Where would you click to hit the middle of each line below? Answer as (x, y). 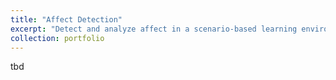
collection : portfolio (57, 38)
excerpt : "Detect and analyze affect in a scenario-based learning (154, 29)
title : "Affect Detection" (66, 19)
